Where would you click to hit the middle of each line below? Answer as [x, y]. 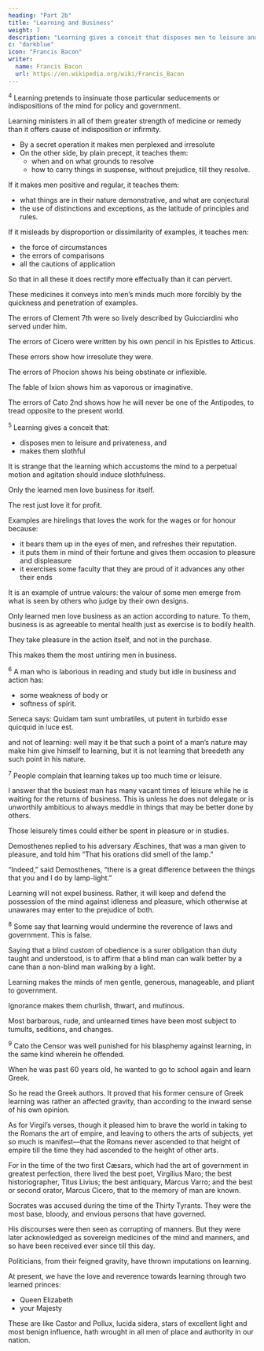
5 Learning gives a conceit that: [59, 427]
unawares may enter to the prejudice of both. [81, 910]
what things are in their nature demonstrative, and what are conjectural [134, 200]
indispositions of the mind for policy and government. [95, 106]
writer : [21, 60]
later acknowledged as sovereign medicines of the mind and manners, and [129, 1237]
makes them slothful [52, 451]
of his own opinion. [39, 1110]
